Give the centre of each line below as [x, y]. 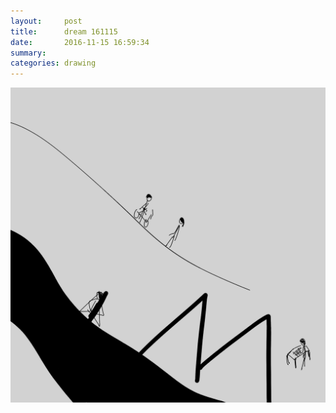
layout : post [46, 21]
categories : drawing [53, 63]
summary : [28, 53]
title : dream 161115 [64, 31]
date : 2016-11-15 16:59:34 [80, 42]
